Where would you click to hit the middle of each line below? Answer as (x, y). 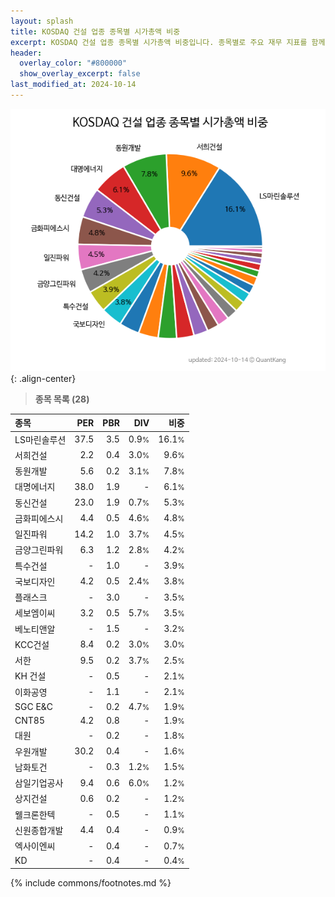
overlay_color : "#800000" (73, 63)
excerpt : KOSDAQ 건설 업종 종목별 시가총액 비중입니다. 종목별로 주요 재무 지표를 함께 (168, 42)
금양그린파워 (39, 550)
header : (26, 53)
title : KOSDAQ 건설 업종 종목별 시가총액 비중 (95, 31)
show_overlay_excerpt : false (80, 74)
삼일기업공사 (39, 783)
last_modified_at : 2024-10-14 (73, 85)
